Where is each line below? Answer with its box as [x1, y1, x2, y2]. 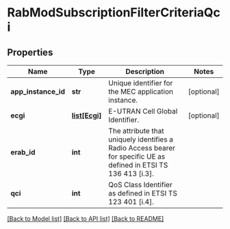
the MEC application [108, 87, 173, 96]
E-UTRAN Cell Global [108, 107, 178, 116]
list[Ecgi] [71, 111, 102, 120]
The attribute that [108, 126, 164, 135]
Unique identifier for [108, 79, 173, 87]
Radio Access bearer [108, 144, 176, 152]
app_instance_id [10, 87, 66, 96]
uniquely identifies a [108, 135, 173, 144]
